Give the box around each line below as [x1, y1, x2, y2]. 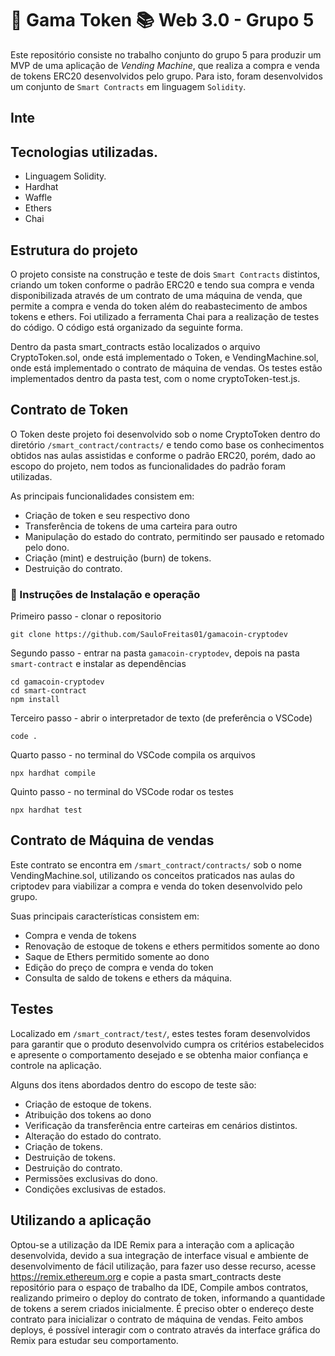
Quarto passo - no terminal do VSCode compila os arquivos [10, 749, 256, 761]
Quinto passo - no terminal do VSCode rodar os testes [10, 786, 234, 798]
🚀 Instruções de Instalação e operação [10, 587, 201, 601]
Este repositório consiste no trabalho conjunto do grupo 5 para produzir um [10, 48, 322, 61]
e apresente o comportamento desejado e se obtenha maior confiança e [10, 1048, 309, 1061]
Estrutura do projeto [10, 242, 138, 259]
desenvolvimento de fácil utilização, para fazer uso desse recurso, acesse [10, 1260, 317, 1272]
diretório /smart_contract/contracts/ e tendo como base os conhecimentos [10, 438, 325, 451]
